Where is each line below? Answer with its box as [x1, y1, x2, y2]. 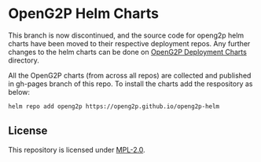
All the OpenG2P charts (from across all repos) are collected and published [8, 70, 252, 80]
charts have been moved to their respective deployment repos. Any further [8, 38, 251, 48]
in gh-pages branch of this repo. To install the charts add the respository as [8, 79, 253, 88]
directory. [8, 56, 39, 65]
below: [8, 87, 30, 96]
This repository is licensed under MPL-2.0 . [8, 145, 145, 154]
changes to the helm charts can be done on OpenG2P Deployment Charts [8, 47, 248, 56]
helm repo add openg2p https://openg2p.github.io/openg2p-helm [8, 103, 220, 110]
